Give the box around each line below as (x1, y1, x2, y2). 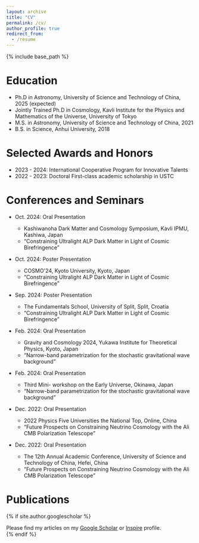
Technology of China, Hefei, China (23, 459, 108, 466)
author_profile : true (6, 25, 60, 32)
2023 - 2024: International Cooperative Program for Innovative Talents (14, 166, 188, 173)
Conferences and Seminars (6, 194, 144, 207)
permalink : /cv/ (6, 20, 46, 26)
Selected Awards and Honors (6, 147, 154, 160)
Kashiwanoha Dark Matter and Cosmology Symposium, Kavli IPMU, (23, 225, 189, 232)
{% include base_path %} (6, 53, 69, 60)
